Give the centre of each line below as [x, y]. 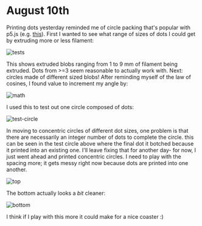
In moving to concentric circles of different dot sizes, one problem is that [97, 130]
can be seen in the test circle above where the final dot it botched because [100, 143]
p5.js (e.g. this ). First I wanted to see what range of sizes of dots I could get [101, 34]
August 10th [38, 11]
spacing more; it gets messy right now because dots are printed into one [97, 163]
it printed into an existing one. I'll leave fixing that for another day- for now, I [101, 150]
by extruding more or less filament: [50, 40]
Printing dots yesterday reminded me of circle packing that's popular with [98, 27]
